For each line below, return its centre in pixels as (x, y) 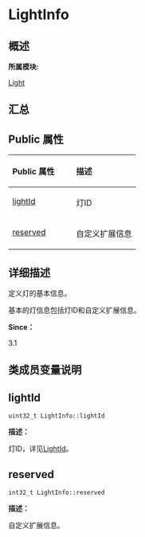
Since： (22, 327)
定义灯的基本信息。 (40, 293)
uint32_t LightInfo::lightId (57, 416)
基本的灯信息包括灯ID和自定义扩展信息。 (74, 310)
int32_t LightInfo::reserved (57, 493)
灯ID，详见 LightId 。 (41, 449)
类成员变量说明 (45, 370)
